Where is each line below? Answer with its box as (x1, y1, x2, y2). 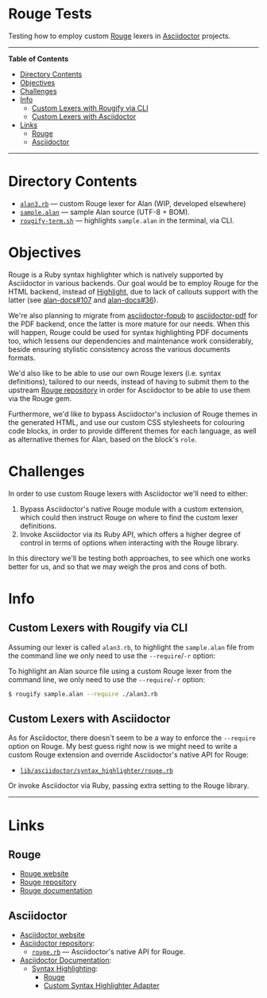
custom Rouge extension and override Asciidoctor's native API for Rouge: (8, 750, 249, 760)
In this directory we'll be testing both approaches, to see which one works (8, 553, 251, 563)
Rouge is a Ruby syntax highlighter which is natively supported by (8, 270, 224, 279)
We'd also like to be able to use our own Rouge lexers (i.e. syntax (8, 368, 222, 378)
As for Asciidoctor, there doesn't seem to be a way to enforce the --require (8, 733, 257, 743)
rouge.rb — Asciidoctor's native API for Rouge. (31, 947, 185, 957)
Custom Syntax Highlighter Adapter (43, 980, 161, 991)
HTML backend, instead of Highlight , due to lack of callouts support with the (8, 287, 258, 296)
